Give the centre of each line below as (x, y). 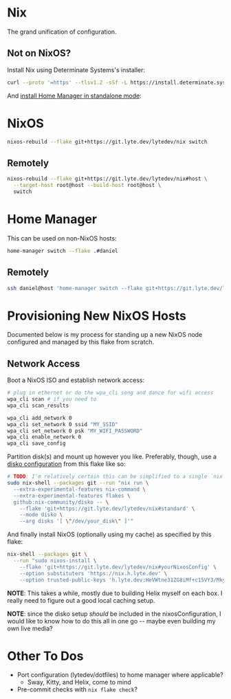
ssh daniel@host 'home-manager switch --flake (75, 288)
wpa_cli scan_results (38, 406)
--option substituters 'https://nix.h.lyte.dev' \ (93, 573)
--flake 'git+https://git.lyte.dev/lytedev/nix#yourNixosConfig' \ (118, 567)
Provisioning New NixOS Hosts (97, 316)
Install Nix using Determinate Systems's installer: (76, 69)
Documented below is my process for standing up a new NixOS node (105, 335)
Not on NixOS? (39, 53)
